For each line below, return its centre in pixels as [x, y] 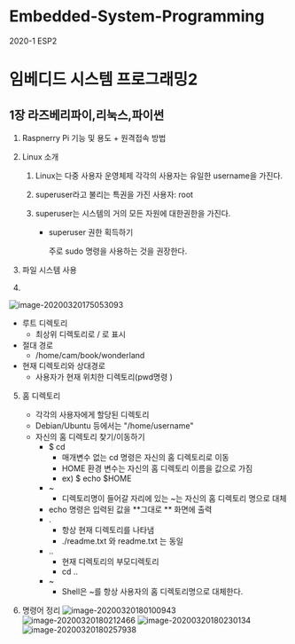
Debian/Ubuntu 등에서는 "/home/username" [114, 425]
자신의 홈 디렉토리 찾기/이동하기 [90, 436]
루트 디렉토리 [45, 323]
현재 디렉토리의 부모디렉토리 [110, 562]
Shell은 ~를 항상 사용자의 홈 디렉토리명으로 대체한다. [152, 591]
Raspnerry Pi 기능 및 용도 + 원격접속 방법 [94, 137]
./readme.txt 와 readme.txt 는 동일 [123, 541]
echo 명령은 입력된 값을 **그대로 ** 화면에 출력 [130, 509]
